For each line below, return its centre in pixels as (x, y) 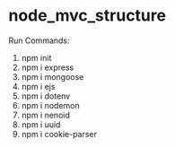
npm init (36, 57)
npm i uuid (41, 124)
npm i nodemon (50, 105)
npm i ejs (38, 86)
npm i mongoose (52, 76)
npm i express (48, 67)
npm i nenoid (46, 115)
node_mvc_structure (87, 16)
